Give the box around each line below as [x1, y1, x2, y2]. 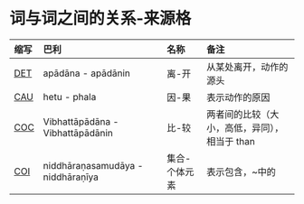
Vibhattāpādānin [43, 126, 113, 139]
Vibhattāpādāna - [43, 115, 119, 127]
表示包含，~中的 [206, 165, 276, 178]
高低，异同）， [224, 121, 284, 134]
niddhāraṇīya [43, 171, 100, 183]
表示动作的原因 [206, 91, 271, 104]
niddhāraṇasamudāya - [43, 159, 144, 172]
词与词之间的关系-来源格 [9, 8, 192, 29]
